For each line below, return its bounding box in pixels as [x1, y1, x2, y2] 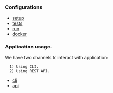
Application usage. [5, 44, 52, 50]
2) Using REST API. [9, 68, 50, 73]
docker [12, 31, 27, 37]
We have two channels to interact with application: [5, 54, 108, 60]
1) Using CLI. [9, 64, 39, 69]
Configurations [5, 4, 43, 11]
